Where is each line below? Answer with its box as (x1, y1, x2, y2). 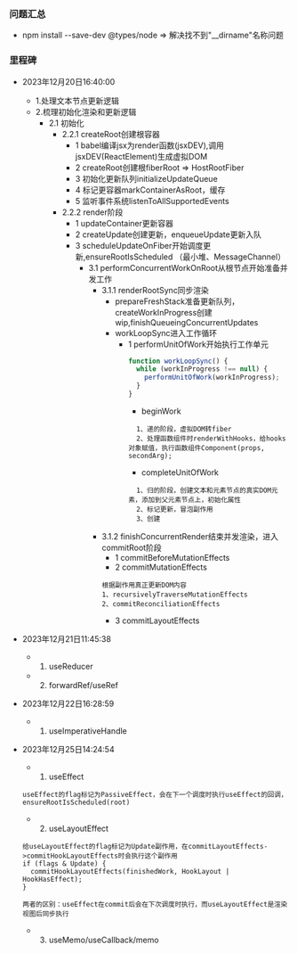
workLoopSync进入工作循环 (115, 327, 218, 338)
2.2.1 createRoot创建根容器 (61, 128, 160, 139)
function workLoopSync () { (128, 357, 229, 366)
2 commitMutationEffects (115, 562, 207, 572)
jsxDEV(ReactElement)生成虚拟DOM (75, 151, 208, 161)
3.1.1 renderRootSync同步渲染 (101, 284, 209, 295)
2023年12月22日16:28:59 (21, 698, 115, 709)
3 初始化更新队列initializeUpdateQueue (75, 173, 218, 184)
